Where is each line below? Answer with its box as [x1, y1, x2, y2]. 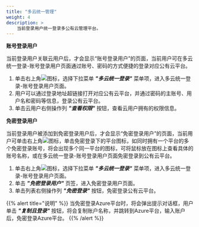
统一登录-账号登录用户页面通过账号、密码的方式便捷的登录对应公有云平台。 [6, 62, 191, 70]
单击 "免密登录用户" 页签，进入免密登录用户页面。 [14, 179, 138, 187]
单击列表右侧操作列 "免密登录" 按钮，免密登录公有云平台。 [14, 187, 159, 194]
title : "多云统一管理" [6, 8, 57, 15]
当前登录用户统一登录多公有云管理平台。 [17, 25, 101, 31]
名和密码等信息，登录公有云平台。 [20, 97, 104, 105]
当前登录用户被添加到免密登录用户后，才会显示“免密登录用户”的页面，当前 [6, 130, 188, 137]
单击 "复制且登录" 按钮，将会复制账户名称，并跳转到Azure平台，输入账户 [6, 207, 186, 215]
